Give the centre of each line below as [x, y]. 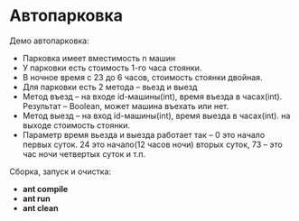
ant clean [40, 207]
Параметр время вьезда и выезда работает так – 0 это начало [144, 134]
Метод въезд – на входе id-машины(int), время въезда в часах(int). [152, 97]
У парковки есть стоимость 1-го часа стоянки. [112, 68]
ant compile [45, 189]
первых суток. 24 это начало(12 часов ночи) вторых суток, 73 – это [152, 144]
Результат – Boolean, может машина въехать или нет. [126, 106]
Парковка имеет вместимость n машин [99, 58]
